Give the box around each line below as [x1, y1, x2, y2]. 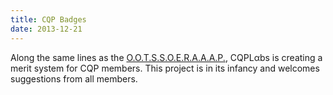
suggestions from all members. [10, 72, 138, 85]
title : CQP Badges [10, 14, 87, 25]
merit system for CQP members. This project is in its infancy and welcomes [10, 62, 320, 74]
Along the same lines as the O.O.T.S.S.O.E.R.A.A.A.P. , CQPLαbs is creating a [10, 51, 323, 63]
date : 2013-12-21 [10, 24, 83, 34]
